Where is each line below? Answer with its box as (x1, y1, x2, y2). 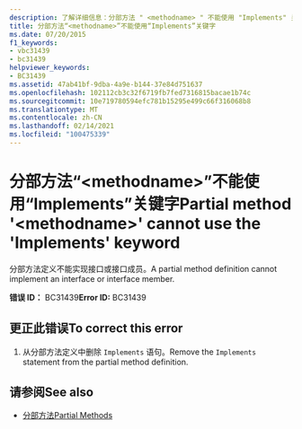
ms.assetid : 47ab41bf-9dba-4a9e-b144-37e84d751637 (9, 80, 203, 89)
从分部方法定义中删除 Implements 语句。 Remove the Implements (22, 346, 256, 357)
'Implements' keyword (9, 232, 181, 253)
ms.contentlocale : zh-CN (9, 113, 102, 122)
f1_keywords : (9, 38, 58, 48)
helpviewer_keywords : (9, 64, 91, 73)
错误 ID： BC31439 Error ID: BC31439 (9, 292, 147, 302)
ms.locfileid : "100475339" (9, 130, 111, 139)
